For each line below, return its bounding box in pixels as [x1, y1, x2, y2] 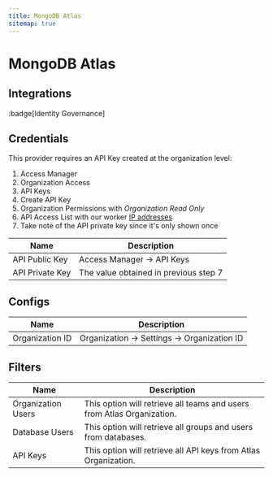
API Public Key [12, 254, 68, 265]
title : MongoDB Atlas [8, 11, 82, 20]
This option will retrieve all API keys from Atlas [84, 444, 261, 456]
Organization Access [19, 178, 91, 188]
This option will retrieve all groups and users [84, 421, 253, 432]
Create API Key [19, 195, 71, 205]
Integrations [8, 87, 71, 101]
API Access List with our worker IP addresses [19, 212, 173, 222]
